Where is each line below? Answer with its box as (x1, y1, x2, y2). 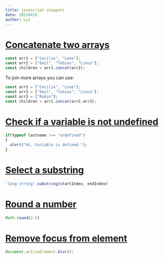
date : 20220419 (5, 12, 38, 17)
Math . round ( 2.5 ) (5, 215, 40, 220)
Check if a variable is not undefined (5, 116, 159, 128)
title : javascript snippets (5, 7, 65, 13)
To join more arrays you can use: (5, 75, 74, 81)
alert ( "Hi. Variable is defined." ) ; (10, 143, 88, 148)
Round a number (5, 198, 77, 210)
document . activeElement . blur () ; (5, 249, 74, 254)
